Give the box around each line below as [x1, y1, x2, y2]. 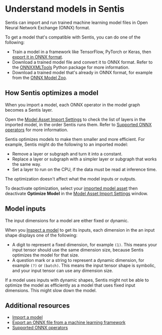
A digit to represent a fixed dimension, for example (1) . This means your [12, 241, 157, 247]
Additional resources [5, 301, 70, 310]
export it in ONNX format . [12, 54, 63, 59]
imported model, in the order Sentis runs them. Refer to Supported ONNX [5, 121, 152, 127]
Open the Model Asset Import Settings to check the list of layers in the [5, 116, 146, 122]
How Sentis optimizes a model [5, 89, 99, 97]
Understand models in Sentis [5, 3, 125, 15]
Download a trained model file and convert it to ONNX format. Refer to [12, 59, 153, 65]
